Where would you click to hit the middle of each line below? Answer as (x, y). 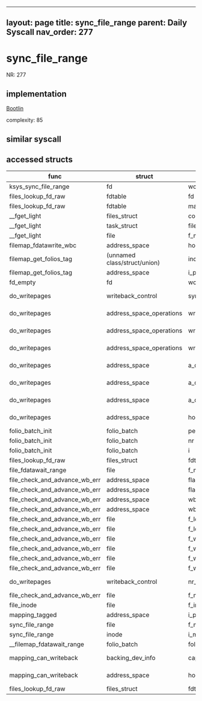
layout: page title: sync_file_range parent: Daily (97, 23)
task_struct (122, 226)
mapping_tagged (33, 615)
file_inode (23, 605)
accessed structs (40, 160)
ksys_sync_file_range (39, 186)
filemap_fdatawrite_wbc (43, 246)
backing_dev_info (131, 658)
